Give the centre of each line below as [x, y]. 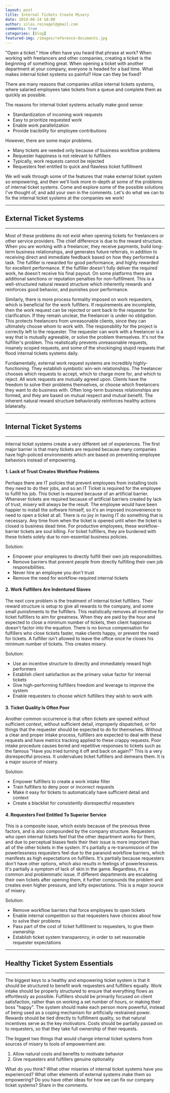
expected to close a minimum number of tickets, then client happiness [78, 622]
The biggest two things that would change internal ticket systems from [79, 1039]
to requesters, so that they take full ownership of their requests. [72, 1029]
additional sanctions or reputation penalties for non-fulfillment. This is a [80, 278]
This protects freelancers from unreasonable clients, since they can [76, 321]
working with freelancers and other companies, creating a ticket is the [78, 58]
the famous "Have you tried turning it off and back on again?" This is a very [84, 751]
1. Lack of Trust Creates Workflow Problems [52, 472]
